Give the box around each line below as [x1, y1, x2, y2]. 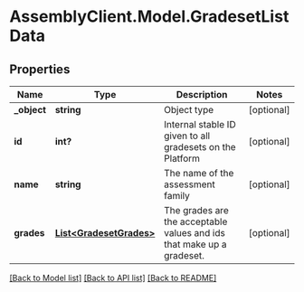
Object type [164, 104, 214, 116]
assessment [164, 178, 215, 191]
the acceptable [164, 215, 228, 228]
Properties [9, 61, 71, 77]
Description [176, 89, 228, 100]
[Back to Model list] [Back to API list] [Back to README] [9, 273, 217, 283]
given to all [164, 129, 211, 142]
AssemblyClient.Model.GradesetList [9, 6, 290, 27]
